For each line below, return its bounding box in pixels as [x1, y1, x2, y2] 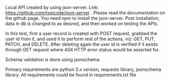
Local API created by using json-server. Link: [5, 5, 99, 10]
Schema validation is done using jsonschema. [5, 57, 101, 63]
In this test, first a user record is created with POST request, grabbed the [5, 31, 157, 36]
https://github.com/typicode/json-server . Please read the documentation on [5, 10, 166, 16]
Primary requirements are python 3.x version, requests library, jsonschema [5, 66, 161, 72]
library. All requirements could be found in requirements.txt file [5, 72, 137, 78]
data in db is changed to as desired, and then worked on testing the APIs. [5, 20, 159, 26]
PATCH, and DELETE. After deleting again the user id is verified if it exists [5, 41, 158, 47]
